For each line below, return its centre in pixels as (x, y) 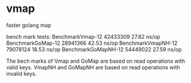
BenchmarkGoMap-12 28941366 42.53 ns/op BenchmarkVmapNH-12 (92, 43)
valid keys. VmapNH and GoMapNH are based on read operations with (93, 67)
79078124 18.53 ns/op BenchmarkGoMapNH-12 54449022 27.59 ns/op (94, 49)
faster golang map (29, 25)
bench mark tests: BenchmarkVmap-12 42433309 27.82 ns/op (83, 36)
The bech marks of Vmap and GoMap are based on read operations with (96, 61)
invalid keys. (22, 73)
